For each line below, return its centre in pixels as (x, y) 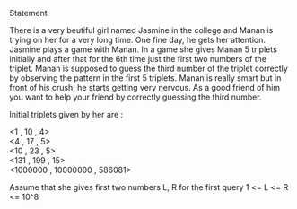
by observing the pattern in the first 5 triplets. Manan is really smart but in (145, 78)
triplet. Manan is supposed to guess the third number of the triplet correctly (149, 68)
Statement (28, 13)
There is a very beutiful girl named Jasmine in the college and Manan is (141, 30)
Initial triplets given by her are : (66, 114)
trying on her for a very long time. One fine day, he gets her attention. (138, 40)
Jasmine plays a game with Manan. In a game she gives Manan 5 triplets (144, 49)
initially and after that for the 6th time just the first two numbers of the (138, 59)
